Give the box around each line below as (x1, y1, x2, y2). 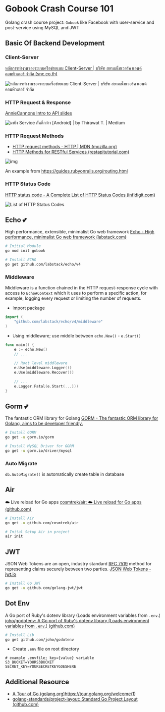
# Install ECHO (5, 257, 37, 263)
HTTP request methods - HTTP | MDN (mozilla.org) (12, 144, 117, 150)
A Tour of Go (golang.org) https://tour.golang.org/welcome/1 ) (12, 691, 136, 697)
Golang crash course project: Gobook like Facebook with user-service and (5, 19, 155, 25)
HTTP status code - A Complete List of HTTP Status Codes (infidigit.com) (5, 192, 156, 198)
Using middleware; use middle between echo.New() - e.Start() (12, 332, 141, 338)
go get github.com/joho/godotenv (5, 637, 74, 642)
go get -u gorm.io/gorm (5, 435, 55, 440)
